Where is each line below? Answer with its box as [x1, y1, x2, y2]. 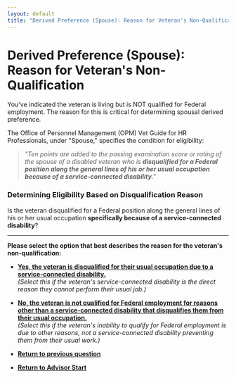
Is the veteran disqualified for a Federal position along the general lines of [7, 206, 221, 215]
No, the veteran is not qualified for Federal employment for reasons [17, 298, 218, 307]
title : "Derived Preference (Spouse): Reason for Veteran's [7, 17, 188, 24]
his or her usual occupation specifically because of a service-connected [7, 213, 221, 222]
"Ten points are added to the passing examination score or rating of [24, 150, 223, 158]
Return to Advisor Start [17, 363, 87, 372]
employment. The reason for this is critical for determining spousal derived [7, 108, 223, 116]
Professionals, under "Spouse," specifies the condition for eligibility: [7, 137, 204, 145]
